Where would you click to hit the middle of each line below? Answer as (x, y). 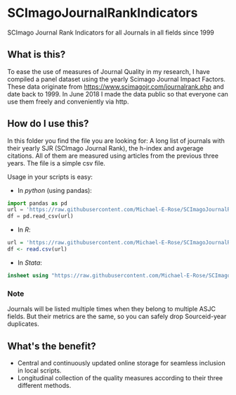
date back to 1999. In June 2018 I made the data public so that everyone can (118, 94)
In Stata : (29, 263)
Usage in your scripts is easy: (50, 177)
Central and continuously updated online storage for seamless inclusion (122, 363)
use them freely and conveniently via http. (68, 101)
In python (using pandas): (55, 190)
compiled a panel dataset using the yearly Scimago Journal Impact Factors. (117, 79)
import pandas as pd (38, 203)
